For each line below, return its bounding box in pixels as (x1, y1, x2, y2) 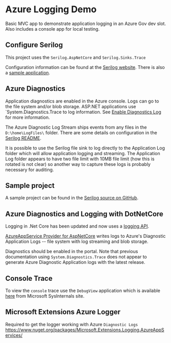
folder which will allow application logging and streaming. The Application (5, 150, 161, 156)
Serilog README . (5, 135, 42, 141)
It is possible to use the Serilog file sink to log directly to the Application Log (5, 144, 165, 151)
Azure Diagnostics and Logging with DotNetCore (5, 209, 163, 218)
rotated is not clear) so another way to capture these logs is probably (5, 161, 151, 167)
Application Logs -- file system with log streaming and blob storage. (5, 238, 149, 244)
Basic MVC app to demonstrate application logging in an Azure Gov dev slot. (5, 20, 166, 27)
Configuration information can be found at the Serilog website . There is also (5, 64, 165, 70)
